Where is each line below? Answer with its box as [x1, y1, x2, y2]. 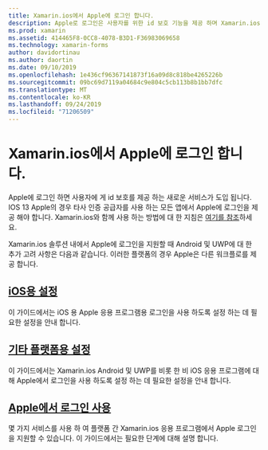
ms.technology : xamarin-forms [8, 41, 109, 49]
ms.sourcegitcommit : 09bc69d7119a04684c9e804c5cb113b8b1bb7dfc [8, 78, 223, 86]
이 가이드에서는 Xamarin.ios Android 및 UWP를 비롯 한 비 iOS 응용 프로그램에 [8, 366, 251, 375]
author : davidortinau [8, 49, 81, 57]
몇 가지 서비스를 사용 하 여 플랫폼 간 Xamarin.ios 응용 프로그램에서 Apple [8, 424, 235, 433]
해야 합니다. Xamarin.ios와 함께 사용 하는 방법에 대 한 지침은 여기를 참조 [16, 212, 240, 221]
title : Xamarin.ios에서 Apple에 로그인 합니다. [8, 11, 154, 20]
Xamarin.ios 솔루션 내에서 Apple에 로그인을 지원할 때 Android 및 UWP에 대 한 [8, 239, 253, 248]
